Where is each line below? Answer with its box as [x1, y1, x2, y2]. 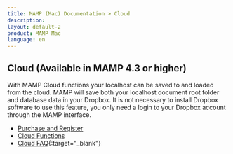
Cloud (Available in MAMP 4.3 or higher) [7, 62, 187, 74]
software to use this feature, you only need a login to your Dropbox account [7, 103, 226, 111]
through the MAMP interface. [7, 110, 91, 119]
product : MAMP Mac [7, 29, 61, 37]
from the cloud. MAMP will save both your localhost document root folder [7, 88, 220, 97]
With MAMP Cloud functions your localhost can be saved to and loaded [7, 80, 214, 89]
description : [7, 17, 46, 24]
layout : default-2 [7, 23, 61, 30]
